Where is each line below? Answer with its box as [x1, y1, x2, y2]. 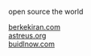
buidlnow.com [8, 39, 55, 49]
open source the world [8, 7, 84, 16]
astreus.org [8, 31, 47, 40]
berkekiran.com [8, 22, 60, 31]
